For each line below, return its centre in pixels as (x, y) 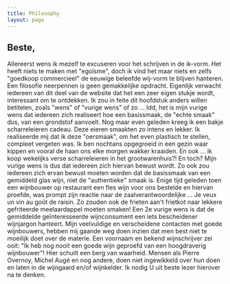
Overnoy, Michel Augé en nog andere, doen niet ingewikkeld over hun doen (114, 260)
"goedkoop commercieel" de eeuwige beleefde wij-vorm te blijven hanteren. (115, 79)
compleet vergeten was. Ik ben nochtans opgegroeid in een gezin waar (108, 144)
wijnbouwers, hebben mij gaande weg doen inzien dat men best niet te (107, 231)
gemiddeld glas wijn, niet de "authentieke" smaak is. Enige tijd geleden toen (114, 180)
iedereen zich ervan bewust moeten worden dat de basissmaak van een (109, 173)
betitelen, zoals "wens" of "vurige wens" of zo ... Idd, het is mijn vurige (107, 107)
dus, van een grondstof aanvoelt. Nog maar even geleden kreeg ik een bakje (115, 122)
